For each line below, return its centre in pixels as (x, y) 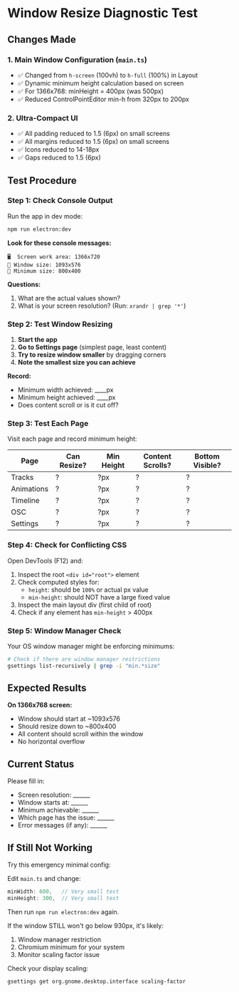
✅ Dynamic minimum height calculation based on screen (101, 83)
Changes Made (42, 40)
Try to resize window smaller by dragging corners (92, 355)
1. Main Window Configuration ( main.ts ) (77, 60)
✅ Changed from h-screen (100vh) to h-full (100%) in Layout (108, 75)
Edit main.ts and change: (44, 879)
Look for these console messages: (59, 243)
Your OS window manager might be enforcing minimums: (91, 646)
